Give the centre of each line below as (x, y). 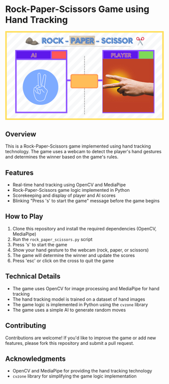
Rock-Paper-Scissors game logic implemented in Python (71, 190)
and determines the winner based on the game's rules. (62, 157)
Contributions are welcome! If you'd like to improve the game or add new (81, 338)
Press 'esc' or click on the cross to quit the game (63, 261)
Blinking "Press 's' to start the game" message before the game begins (86, 201)
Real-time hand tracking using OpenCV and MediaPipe (69, 185)
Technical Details (33, 276)
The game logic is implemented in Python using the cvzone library (80, 304)
